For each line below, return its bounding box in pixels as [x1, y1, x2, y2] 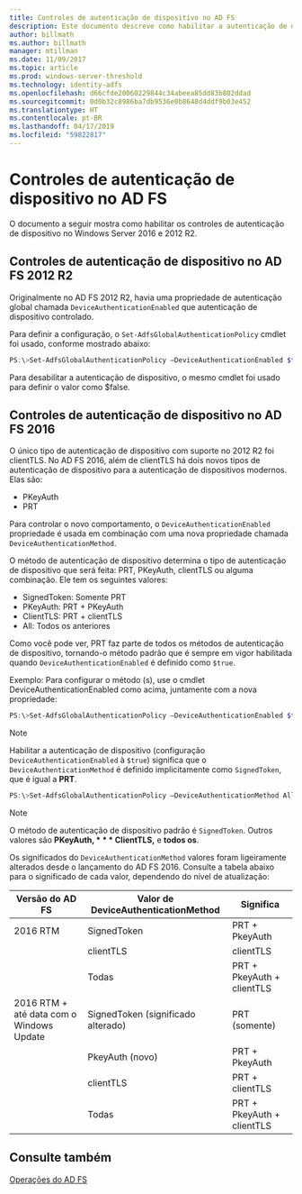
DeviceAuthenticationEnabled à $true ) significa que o [9, 754, 207, 766]
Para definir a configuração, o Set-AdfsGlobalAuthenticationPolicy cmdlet [9, 328, 287, 339]
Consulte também [9, 1150, 112, 1165]
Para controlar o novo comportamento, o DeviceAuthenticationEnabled [9, 519, 271, 530]
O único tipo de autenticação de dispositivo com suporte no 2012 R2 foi [9, 445, 274, 456]
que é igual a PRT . [9, 774, 77, 785]
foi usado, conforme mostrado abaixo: [9, 338, 151, 349]
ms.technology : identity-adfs [9, 80, 123, 89]
